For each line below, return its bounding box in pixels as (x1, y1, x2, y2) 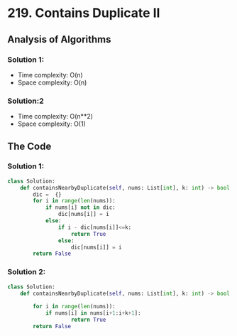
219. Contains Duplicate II (7, 5, 160, 21)
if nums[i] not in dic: (45, 204, 116, 211)
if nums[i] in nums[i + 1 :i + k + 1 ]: (45, 310, 141, 317)
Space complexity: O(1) (17, 119, 87, 129)
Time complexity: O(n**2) (17, 112, 94, 121)
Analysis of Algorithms (7, 33, 111, 45)
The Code (7, 140, 52, 152)
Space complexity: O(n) (17, 78, 87, 87)
